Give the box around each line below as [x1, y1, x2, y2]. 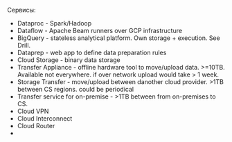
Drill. [17, 41, 31, 49]
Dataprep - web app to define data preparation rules [17, 48, 167, 57]
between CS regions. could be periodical [17, 85, 134, 93]
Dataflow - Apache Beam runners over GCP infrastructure [17, 27, 182, 34]
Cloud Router [17, 122, 55, 130]
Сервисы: [7, 6, 36, 14]
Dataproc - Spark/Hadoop [17, 19, 92, 27]
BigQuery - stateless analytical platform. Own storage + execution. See [17, 34, 220, 42]
